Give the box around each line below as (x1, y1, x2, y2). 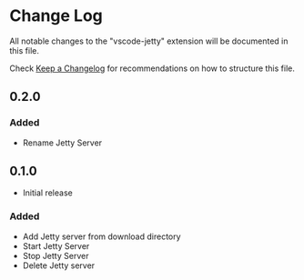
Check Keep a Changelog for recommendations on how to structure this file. (9, 63, 296, 74)
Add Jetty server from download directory (22, 231, 181, 242)
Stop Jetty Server (22, 250, 89, 261)
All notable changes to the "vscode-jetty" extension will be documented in (9, 35, 289, 46)
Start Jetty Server (22, 240, 90, 251)
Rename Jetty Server (22, 137, 103, 148)
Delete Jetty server (22, 260, 96, 271)
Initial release (22, 187, 73, 198)
